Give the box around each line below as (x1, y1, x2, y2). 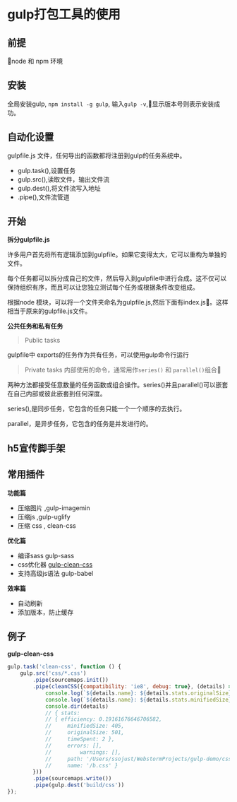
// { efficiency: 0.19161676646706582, (44, 716, 162, 723)
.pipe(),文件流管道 (17, 192, 70, 201)
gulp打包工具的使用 (7, 6, 121, 23)
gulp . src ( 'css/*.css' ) (20, 670, 87, 677)
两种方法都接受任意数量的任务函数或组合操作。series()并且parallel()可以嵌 (7, 381, 222, 389)
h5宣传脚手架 (7, 442, 66, 454)
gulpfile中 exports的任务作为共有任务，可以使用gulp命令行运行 (7, 350, 189, 359)
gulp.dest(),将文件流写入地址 (17, 184, 101, 192)
